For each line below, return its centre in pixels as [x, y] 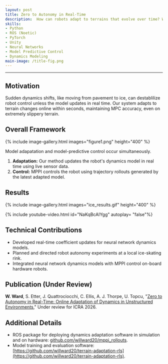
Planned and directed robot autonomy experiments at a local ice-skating [87, 252]
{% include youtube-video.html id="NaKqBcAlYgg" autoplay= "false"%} [79, 214]
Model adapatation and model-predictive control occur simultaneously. [78, 151]
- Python [14, 28]
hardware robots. [30, 268]
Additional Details [33, 323]
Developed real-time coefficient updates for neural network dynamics [84, 242]
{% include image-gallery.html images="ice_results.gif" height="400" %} [80, 204]
